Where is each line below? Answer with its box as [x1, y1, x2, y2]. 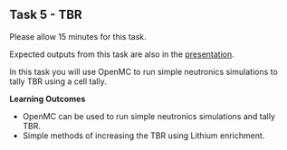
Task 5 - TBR [9, 7, 83, 23]
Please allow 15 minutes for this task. [9, 31, 147, 42]
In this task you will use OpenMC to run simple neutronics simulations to [9, 66, 278, 77]
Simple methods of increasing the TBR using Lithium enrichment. [22, 130, 265, 141]
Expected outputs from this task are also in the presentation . [9, 49, 235, 60]
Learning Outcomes [9, 93, 86, 104]
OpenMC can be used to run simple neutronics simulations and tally [22, 110, 276, 121]
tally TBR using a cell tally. [9, 76, 107, 87]
